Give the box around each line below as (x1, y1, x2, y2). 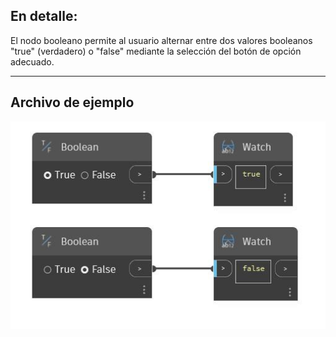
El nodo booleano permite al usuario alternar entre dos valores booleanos (10, 34, 313, 46)
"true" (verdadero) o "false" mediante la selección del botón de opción (10, 45, 302, 57)
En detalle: (10, 8, 78, 25)
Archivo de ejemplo (10, 94, 135, 111)
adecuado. (10, 55, 55, 68)
